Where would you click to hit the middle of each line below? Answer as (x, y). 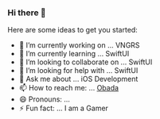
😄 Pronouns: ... (45, 99)
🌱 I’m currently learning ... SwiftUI (74, 54)
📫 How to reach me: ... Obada (69, 88)
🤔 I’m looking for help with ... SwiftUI (78, 71)
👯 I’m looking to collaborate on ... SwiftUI (86, 62)
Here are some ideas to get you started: (73, 30)
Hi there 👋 (27, 13)
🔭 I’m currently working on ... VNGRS (79, 45)
